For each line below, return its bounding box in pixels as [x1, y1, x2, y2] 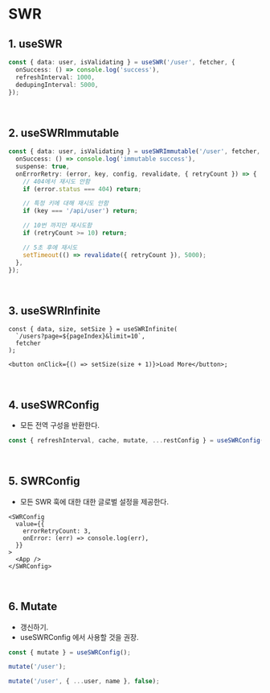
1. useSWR [8, 37, 63, 51]
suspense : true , [15, 162, 70, 170]
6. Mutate [8, 600, 58, 613]
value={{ [15, 520, 45, 528]
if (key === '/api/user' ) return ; [22, 207, 138, 215]
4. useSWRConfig [8, 398, 100, 412]
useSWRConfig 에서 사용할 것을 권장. [19, 632, 139, 641]
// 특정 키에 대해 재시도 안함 [22, 199, 109, 208]
